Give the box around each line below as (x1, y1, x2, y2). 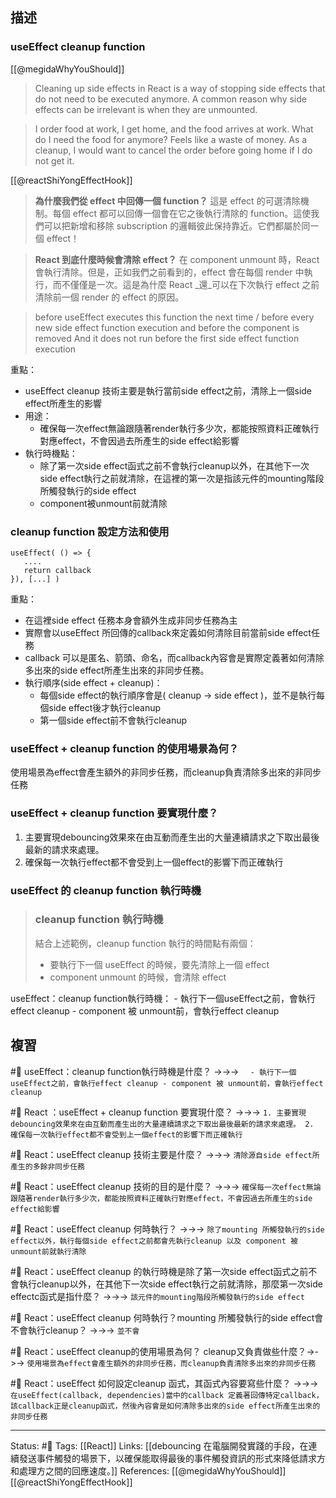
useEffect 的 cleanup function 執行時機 (10, 883, 202, 897)
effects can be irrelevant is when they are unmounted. (34, 103, 258, 115)
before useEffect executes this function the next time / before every (34, 311, 315, 323)
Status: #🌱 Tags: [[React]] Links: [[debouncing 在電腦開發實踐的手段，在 (10, 1439, 309, 1452)
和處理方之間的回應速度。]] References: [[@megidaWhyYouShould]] (10, 1464, 287, 1477)
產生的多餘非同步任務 (10, 1161, 85, 1172)
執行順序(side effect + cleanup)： (24, 676, 163, 688)
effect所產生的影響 (24, 397, 103, 409)
